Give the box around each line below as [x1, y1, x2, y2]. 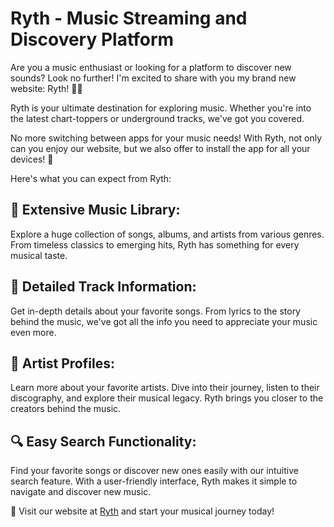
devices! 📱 [10, 153, 54, 165]
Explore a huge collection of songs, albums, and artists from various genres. [10, 228, 325, 240]
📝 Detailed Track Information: [10, 278, 197, 296]
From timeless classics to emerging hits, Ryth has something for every [10, 238, 300, 251]
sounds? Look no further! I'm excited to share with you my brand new [10, 72, 297, 84]
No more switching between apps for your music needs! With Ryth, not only [10, 132, 323, 144]
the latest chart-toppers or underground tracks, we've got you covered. [10, 112, 305, 124]
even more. [10, 326, 57, 338]
